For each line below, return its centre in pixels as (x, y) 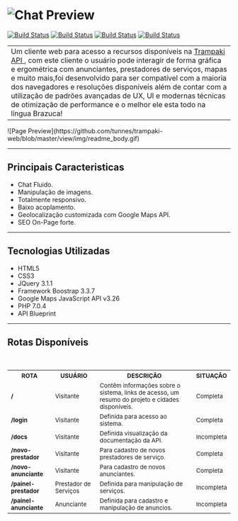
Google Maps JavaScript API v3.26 (69, 298)
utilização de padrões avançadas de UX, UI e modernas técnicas (118, 96)
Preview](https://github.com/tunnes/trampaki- (95, 130)
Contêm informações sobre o (140, 386)
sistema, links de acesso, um (139, 393)
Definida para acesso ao (134, 417)
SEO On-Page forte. (47, 222)
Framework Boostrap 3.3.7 (56, 291)
